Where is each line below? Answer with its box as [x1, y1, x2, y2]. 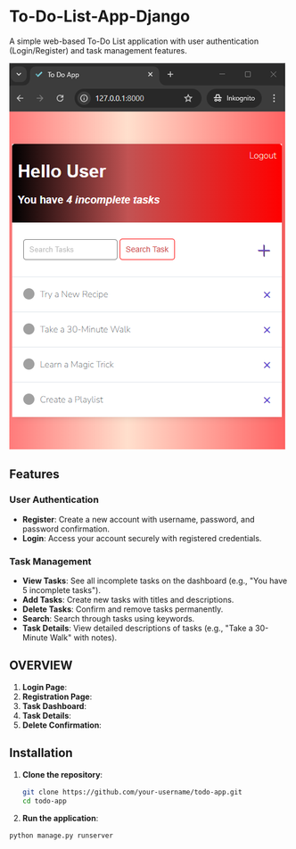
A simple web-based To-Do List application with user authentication [9, 36, 259, 46]
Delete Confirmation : [21, 720, 103, 730]
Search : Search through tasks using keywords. [21, 613, 195, 623]
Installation [9, 746, 73, 761]
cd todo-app [21, 796, 67, 806]
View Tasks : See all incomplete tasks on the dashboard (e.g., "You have [21, 575, 288, 586]
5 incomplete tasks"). [21, 584, 101, 595]
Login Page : [21, 681, 68, 692]
